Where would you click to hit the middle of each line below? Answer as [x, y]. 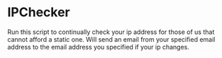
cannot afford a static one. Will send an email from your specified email [111, 39]
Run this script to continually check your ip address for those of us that [111, 32]
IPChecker [39, 12]
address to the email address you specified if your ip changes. [99, 47]
